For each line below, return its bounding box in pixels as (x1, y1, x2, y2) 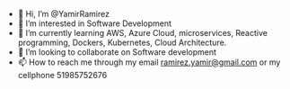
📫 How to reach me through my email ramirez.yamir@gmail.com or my (17, 57, 281, 67)
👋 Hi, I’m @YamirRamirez (17, 9, 110, 19)
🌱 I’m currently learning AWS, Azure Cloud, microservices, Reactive (17, 28, 268, 38)
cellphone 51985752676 (17, 70, 108, 80)
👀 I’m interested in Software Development (17, 18, 172, 29)
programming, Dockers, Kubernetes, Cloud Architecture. (17, 37, 227, 48)
